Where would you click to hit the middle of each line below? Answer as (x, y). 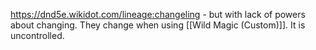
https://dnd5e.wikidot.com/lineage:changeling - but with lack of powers (158, 14)
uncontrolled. (37, 35)
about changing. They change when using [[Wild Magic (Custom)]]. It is (158, 25)
